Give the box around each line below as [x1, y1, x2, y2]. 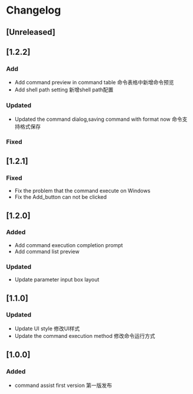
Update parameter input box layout [14, 276, 99, 283]
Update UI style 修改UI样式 [14, 325, 80, 332]
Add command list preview [14, 248, 79, 255]
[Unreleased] [6, 27, 56, 37]
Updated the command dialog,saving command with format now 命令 [14, 116, 182, 123]
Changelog [6, 4, 61, 17]
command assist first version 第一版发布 [14, 382, 112, 389]
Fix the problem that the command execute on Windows [14, 187, 151, 195]
